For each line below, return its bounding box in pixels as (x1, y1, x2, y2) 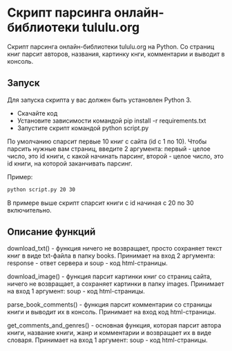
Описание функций (7, 226, 96, 238)
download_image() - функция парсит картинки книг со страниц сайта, (7, 272, 212, 281)
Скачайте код (17, 109, 58, 117)
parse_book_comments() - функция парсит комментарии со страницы (7, 300, 213, 309)
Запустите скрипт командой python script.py (17, 123, 149, 132)
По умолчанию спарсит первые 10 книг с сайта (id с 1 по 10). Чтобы (7, 137, 207, 145)
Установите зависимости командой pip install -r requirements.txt (17, 116, 206, 125)
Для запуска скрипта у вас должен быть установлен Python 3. (7, 96, 192, 104)
